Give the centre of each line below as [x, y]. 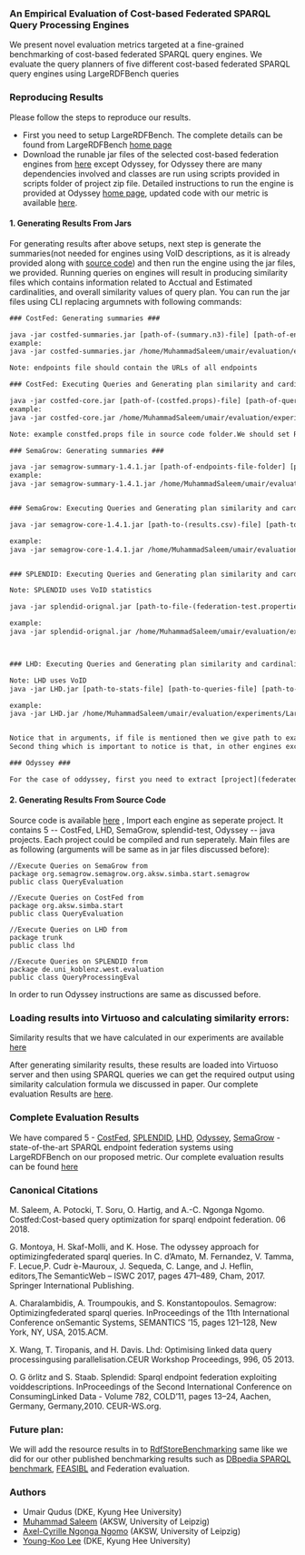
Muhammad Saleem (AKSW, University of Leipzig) [116, 1521]
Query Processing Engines [69, 25]
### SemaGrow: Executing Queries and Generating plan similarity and [144, 509]
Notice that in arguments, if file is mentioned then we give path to [146, 738]
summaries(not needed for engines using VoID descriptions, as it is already [150, 253]
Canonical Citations [54, 1190]
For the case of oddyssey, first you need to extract [113, 779]
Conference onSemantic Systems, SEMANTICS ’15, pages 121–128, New [143, 1322]
